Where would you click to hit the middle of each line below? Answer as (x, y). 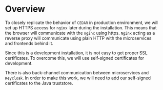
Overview (25, 9)
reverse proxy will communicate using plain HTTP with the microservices (78, 38)
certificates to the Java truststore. (39, 83)
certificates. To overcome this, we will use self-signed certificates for (75, 58)
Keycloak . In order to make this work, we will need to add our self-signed (78, 78)
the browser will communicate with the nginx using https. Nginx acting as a (80, 33)
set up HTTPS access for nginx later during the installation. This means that (81, 27)
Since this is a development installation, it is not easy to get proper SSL (76, 53)
